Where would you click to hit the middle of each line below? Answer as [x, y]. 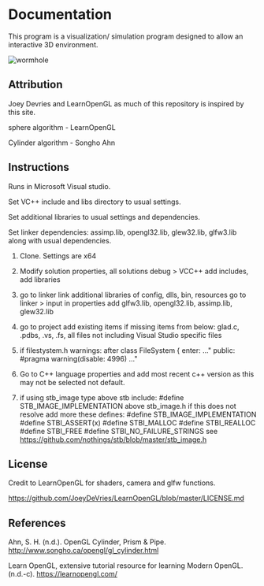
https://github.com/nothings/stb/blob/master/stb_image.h [113, 439]
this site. [22, 112]
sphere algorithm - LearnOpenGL [62, 127]
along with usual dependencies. [60, 240]
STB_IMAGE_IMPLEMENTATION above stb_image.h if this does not [128, 406]
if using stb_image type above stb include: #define [102, 397]
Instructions [39, 167]
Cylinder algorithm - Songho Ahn [62, 143]
